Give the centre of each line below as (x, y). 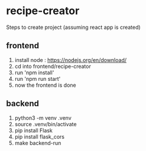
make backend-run (38, 143)
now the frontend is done (45, 85)
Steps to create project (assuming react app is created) (73, 27)
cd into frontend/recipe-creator (53, 66)
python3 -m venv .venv (43, 118)
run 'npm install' (34, 73)
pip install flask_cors (40, 136)
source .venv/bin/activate (46, 124)
